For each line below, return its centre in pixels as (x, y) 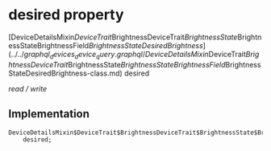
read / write (27, 88)
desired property (66, 15)
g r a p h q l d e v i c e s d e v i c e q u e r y (69, 55)
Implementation (49, 114)
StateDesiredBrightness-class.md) (65, 73)
